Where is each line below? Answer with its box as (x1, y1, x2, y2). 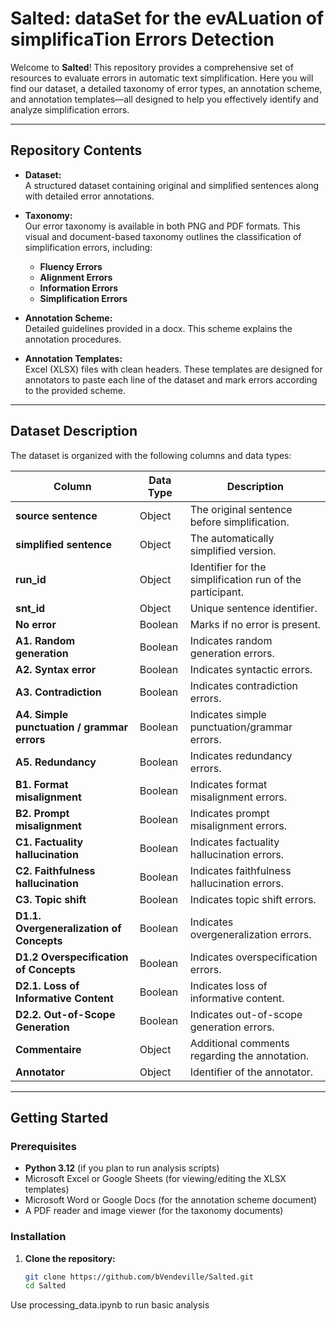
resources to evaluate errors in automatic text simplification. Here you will (10, 72, 314, 84)
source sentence (15, 508, 98, 522)
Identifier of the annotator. (189, 1065, 314, 1079)
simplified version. (189, 543, 277, 557)
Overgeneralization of (15, 921, 122, 935)
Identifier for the (189, 560, 267, 574)
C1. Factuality (15, 835, 84, 849)
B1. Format (15, 777, 69, 791)
